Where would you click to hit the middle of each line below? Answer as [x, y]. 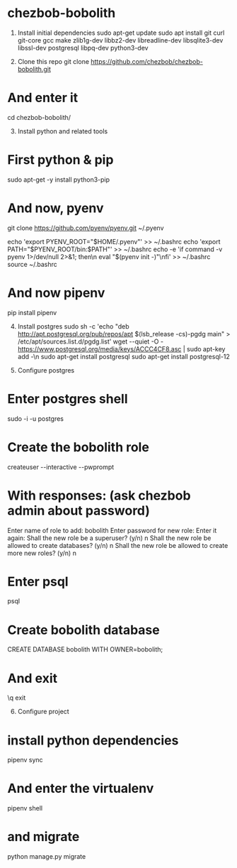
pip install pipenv [32, 312]
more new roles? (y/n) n [42, 553]
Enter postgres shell [68, 399]
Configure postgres [46, 370]
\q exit [17, 698]
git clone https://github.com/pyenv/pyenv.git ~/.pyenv [86, 228]
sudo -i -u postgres [35, 418]
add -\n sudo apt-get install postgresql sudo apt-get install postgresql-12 [123, 356]
